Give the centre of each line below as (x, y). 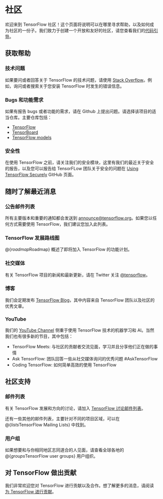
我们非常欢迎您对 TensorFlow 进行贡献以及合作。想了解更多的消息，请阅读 (80, 485)
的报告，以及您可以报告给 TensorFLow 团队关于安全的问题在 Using (72, 169)
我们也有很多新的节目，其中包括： (39, 337)
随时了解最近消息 (31, 191)
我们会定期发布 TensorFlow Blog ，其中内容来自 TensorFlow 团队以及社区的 (80, 300)
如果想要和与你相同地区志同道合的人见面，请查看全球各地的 (65, 450)
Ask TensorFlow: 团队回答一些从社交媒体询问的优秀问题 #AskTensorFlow (85, 359)
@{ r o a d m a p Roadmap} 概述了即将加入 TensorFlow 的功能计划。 (69, 249)
